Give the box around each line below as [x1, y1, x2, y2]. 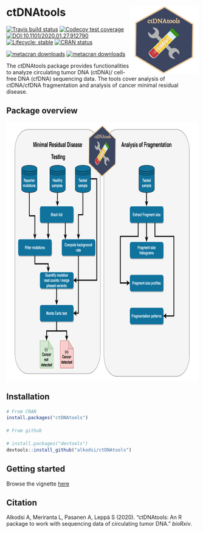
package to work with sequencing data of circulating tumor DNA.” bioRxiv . [6, 520, 193, 528]
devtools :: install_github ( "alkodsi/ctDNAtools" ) [6, 447, 132, 453]
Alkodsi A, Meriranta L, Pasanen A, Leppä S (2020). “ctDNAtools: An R [6, 514, 182, 521]
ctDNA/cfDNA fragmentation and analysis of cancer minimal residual [6, 82, 179, 89]
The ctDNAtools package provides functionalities [6, 62, 129, 69]
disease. [6, 88, 28, 95]
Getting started [6, 464, 66, 474]
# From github [6, 428, 43, 434]
